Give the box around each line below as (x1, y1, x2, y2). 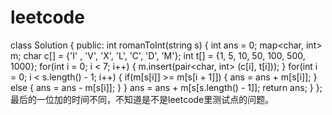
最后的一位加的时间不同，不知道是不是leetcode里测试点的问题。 (10, 93, 275, 105)
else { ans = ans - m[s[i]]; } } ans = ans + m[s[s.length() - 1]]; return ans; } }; (10, 81, 323, 93)
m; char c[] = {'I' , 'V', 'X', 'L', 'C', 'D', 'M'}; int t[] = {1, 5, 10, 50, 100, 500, (10, 49, 306, 61)
